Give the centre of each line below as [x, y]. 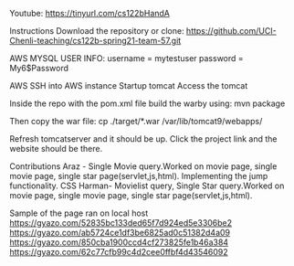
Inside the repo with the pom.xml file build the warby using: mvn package [147, 103]
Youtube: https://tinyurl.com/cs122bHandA [90, 13]
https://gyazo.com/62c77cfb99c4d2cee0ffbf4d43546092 [119, 252]
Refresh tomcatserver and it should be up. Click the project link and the [143, 139]
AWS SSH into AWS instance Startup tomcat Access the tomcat [129, 85]
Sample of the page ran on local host [79, 213]
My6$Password [39, 68]
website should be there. [56, 149]
